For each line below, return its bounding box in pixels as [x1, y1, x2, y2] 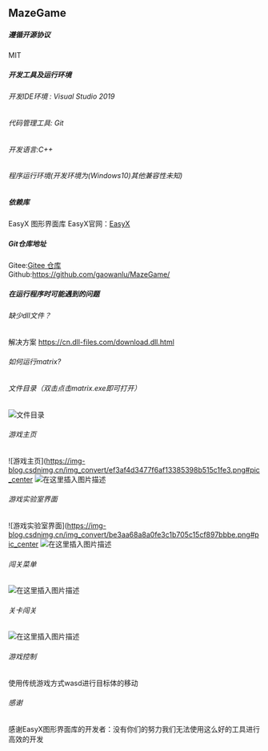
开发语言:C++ [8, 144, 54, 154]
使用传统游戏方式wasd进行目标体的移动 [8, 678, 138, 688]
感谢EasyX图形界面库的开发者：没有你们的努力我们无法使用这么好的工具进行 [8, 724, 261, 733]
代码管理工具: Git [8, 118, 64, 128]
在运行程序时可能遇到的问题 [8, 289, 100, 298]
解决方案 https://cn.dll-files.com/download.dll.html [8, 337, 174, 347]
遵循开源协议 [8, 30, 50, 39]
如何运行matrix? [8, 357, 62, 367]
